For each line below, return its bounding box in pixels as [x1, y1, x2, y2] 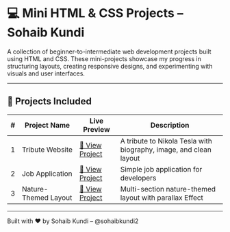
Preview [83, 124, 111, 134]
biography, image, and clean [120, 145, 212, 154]
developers [120, 173, 157, 183]
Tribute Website [21, 145, 73, 154]
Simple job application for [120, 164, 203, 174]
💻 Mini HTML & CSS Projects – [7, 5, 183, 21]
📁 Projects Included [7, 95, 92, 107]
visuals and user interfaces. [7, 69, 86, 78]
